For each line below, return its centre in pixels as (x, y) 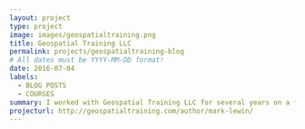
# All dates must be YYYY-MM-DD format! (87, 60)
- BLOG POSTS (42, 85)
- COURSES (36, 94)
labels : (24, 77)
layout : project (40, 18)
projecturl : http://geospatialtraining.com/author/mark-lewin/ (132, 111)
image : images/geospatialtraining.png (83, 35)
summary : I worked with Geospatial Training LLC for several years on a (150, 102)
